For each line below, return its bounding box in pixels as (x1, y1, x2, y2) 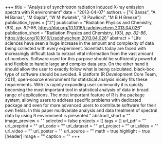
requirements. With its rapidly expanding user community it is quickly (5, 82, 144, 87)
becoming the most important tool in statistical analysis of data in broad (5, 87, 149, 92)
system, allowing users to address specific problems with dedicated (5, 97, 142, 103)
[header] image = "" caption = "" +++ (5, 133, 80, 139)
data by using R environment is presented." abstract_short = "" (5, 113, 130, 118)
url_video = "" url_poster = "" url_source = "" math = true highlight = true (5, 128, 150, 134)
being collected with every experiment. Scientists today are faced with (5, 46, 146, 51)
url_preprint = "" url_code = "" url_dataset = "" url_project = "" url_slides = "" (5, 123, 159, 128)
